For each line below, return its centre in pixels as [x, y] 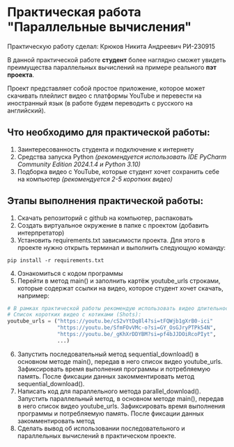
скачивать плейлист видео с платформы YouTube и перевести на [104, 96]
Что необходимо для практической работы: [109, 132]
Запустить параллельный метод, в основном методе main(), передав [120, 398]
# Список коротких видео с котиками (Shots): [74, 315]
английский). [26, 110]
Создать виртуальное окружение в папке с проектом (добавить [113, 225]
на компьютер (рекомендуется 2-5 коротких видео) [95, 179]
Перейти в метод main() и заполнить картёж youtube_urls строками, [119, 281]
